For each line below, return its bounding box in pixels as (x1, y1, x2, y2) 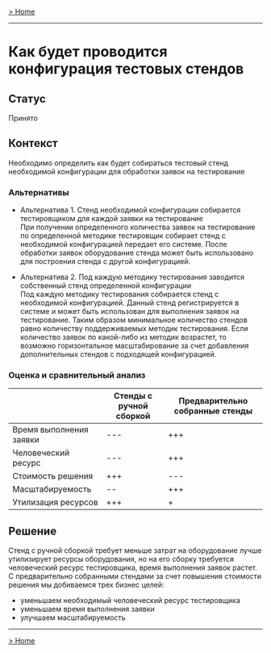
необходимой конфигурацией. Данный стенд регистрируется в (19, 298, 240, 308)
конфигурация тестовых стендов (8, 60, 244, 78)
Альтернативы (8, 186, 70, 198)
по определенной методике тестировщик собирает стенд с (19, 231, 226, 241)
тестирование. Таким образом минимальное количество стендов (19, 315, 248, 325)
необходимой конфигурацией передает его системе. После (19, 240, 227, 249)
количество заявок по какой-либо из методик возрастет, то (19, 333, 227, 342)
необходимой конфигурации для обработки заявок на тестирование (8, 166, 245, 176)
